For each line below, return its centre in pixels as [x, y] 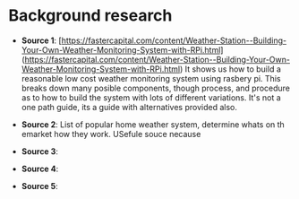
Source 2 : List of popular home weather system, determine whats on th [153, 124]
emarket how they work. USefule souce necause [111, 134]
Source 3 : [40, 151]
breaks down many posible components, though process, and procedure [156, 88]
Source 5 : [40, 186]
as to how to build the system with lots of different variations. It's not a [151, 97]
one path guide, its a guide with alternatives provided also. [129, 107]
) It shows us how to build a [230, 69]
